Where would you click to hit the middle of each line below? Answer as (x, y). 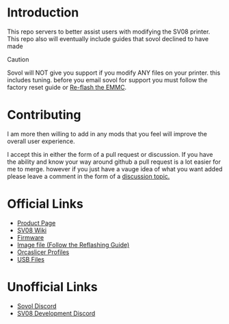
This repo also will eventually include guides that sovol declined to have (108, 38)
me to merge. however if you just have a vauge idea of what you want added (115, 169)
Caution (18, 59)
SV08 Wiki (31, 230)
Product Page (36, 223)
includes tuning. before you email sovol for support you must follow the (107, 79)
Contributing (44, 115)
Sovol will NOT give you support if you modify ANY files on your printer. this (114, 73)
